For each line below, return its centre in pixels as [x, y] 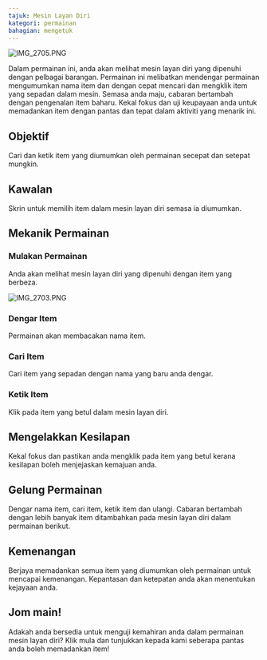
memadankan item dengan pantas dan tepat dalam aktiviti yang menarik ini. [132, 111]
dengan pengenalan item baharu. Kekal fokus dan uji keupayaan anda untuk [133, 103]
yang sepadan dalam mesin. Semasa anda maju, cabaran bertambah [121, 94]
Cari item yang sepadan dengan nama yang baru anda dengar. [111, 374]
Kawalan [31, 189]
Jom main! [35, 612]
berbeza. [23, 282]
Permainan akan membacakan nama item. [77, 336]
